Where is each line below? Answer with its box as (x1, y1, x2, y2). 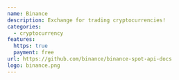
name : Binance (7, 10, 49, 17)
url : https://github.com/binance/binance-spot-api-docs (7, 56, 172, 63)
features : (7, 36, 36, 43)
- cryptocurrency (13, 29, 64, 37)
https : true (13, 42, 49, 49)
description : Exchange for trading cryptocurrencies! (7, 17, 167, 24)
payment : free (13, 49, 54, 56)
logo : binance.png (7, 62, 60, 69)
